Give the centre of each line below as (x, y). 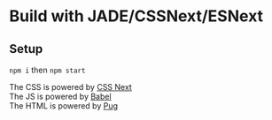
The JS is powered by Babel (61, 96)
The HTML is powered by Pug (63, 106)
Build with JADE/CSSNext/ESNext (136, 16)
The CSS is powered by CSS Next (71, 87)
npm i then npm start (47, 70)
